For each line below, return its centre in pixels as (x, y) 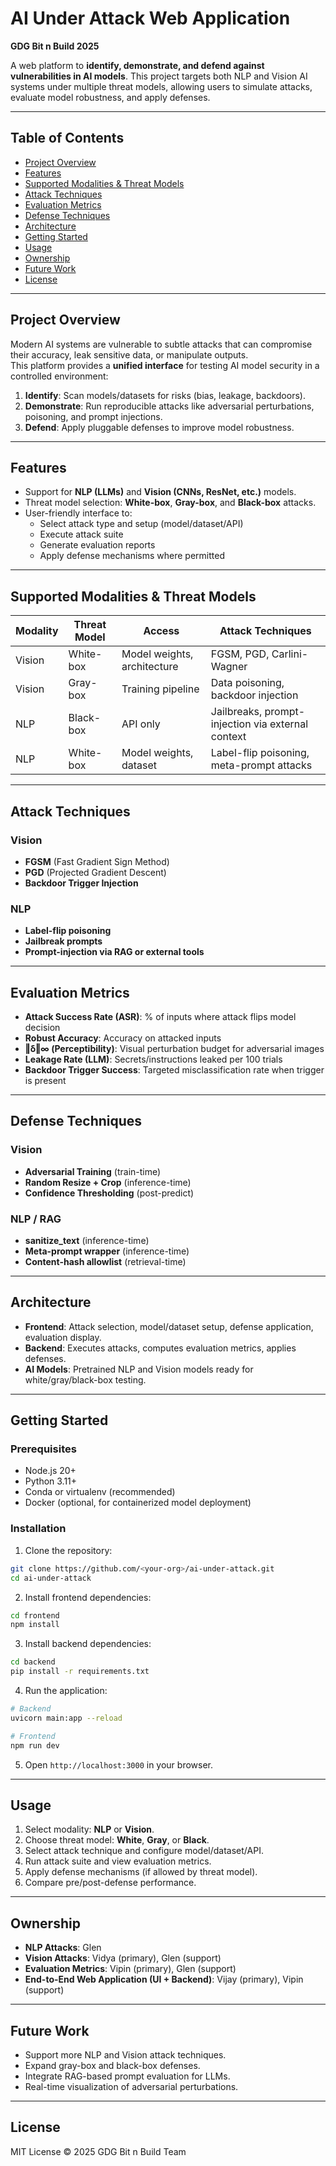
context (228, 737)
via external (281, 724)
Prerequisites (43, 1449)
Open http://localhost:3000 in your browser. (118, 1764)
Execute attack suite (81, 534)
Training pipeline (160, 689)
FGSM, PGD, (240, 654)
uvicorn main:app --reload (66, 1718)
